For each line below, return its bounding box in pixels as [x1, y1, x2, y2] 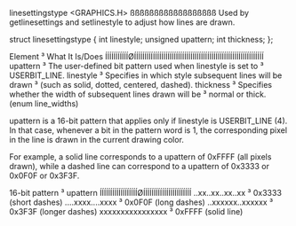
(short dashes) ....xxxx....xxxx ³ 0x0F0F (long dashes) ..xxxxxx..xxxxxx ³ [9, 197, 274, 207]
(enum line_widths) [9, 98, 79, 109]
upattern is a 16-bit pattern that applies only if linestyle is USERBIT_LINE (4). [9, 115, 288, 126]
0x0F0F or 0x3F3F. [9, 170, 80, 181]
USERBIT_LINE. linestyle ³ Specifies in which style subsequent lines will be [9, 70, 283, 81]
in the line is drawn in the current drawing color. [9, 135, 185, 144]
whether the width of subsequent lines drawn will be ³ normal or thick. [9, 89, 267, 99]
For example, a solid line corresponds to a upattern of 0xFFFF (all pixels [9, 152, 272, 162]
